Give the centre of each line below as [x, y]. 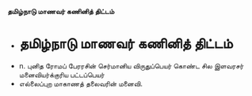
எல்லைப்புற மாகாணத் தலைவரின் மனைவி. [81, 83]
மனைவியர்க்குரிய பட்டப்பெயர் [61, 75]
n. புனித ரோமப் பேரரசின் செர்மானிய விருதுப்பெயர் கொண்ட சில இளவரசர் [131, 65]
